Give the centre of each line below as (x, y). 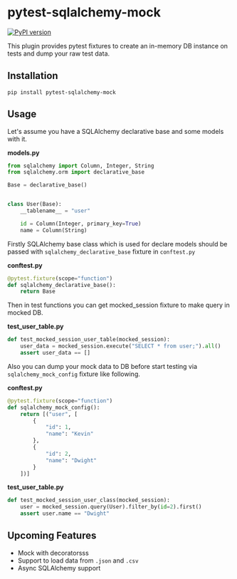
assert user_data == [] (56, 353)
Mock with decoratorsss (53, 553)
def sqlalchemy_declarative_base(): (62, 285)
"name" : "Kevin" (69, 434)
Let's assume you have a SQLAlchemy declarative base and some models (116, 131)
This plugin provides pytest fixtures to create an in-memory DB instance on (118, 46)
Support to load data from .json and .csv (78, 560)
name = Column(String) (54, 230)
